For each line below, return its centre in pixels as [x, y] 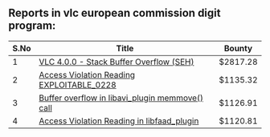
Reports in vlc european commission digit [115, 13]
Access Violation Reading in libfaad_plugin [119, 121]
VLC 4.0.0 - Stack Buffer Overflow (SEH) [117, 62]
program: [32, 26]
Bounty [238, 48]
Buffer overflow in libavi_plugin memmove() [121, 98]
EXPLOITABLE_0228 [78, 85]
